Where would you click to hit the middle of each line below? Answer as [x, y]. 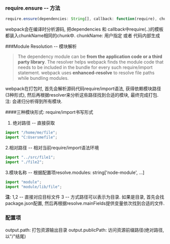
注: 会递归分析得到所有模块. [34, 101]
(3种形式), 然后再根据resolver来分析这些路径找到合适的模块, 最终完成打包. [82, 95]
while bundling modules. [43, 78]
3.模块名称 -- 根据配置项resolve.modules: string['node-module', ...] [75, 172]
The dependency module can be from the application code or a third [90, 56]
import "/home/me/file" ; [31, 133]
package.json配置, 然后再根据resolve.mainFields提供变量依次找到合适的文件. [85, 203]
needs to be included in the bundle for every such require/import [85, 68]
